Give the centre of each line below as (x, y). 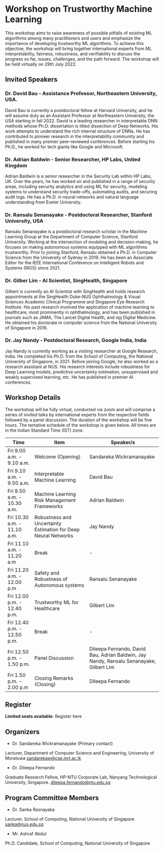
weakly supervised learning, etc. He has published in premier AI (69, 377)
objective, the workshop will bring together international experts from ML (79, 48)
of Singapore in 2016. (26, 328)
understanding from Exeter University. (43, 202)
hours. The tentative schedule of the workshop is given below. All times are (81, 425)
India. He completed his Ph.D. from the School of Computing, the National (79, 356)
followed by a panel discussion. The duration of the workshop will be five (79, 420)
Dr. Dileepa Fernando (33, 768)
